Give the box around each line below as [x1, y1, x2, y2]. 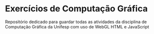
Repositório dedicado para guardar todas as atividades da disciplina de [5, 19, 147, 25]
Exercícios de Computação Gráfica [5, 3, 148, 14]
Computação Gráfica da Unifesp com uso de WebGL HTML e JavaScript [5, 24, 149, 29]
